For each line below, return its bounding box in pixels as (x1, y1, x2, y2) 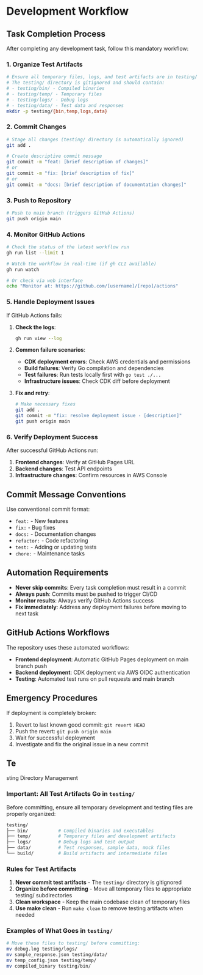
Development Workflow (6, 4, 129, 18)
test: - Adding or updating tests (15, 543, 97, 551)
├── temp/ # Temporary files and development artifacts (6, 833, 176, 839)
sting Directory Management (6, 774, 78, 782)
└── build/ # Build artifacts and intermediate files (6, 850, 168, 857)
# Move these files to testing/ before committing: (6, 940, 140, 946)
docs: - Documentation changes (15, 530, 96, 538)
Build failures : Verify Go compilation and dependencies (24, 365, 164, 372)
